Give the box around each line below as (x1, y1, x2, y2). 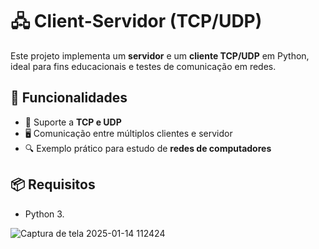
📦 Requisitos (10, 176, 96, 193)
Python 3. (24, 208, 65, 220)
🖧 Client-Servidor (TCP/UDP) (10, 10, 263, 33)
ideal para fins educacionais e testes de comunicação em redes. (10, 60, 277, 72)
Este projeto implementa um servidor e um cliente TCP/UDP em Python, (10, 49, 310, 62)
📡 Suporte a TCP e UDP (24, 116, 122, 128)
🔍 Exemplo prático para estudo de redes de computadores (24, 142, 272, 154)
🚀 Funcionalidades (10, 89, 128, 107)
